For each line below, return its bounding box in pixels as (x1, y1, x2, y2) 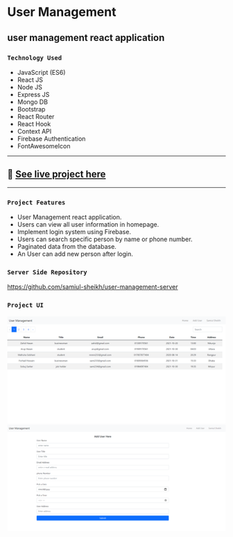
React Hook (17, 119, 51, 128)
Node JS (17, 82, 43, 91)
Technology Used (7, 53, 62, 62)
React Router (17, 112, 55, 121)
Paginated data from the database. (17, 242, 116, 250)
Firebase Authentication (17, 134, 86, 143)
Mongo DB (17, 98, 49, 106)
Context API (17, 127, 52, 135)
